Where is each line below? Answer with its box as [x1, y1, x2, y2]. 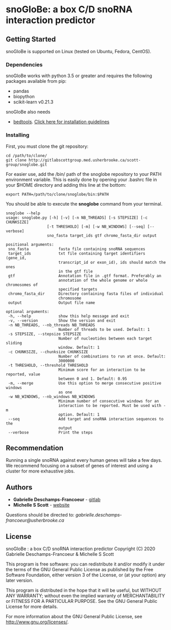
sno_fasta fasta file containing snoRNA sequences [8, 246, 145, 252]
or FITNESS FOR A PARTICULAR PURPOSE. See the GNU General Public [6, 598, 158, 604]
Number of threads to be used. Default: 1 [58, 327, 150, 332]
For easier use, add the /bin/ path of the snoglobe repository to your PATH [6, 171, 162, 177]
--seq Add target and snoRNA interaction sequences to [8, 416, 164, 421]
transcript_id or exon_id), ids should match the [58, 260, 166, 265]
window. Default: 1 [58, 345, 100, 350]
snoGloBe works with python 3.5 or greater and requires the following [6, 73, 153, 79]
